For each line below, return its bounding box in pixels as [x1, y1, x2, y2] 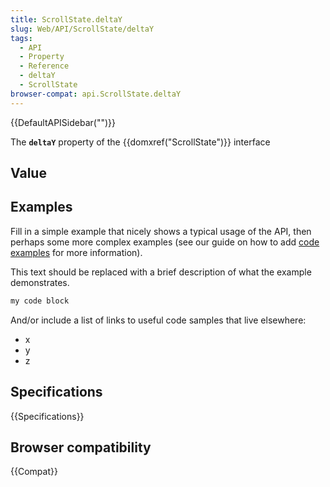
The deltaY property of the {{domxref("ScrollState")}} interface [10, 136, 271, 148]
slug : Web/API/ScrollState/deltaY [10, 24, 155, 34]
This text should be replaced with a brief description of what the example [10, 266, 312, 278]
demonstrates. [10, 276, 70, 288]
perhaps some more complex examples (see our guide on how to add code [10, 236, 320, 248]
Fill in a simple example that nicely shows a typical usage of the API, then [10, 225, 312, 237]
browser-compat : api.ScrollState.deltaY [10, 89, 182, 99]
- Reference [19, 61, 70, 71]
